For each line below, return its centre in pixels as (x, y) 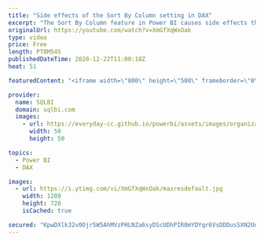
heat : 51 (22, 67)
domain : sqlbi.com (46, 110)
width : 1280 (42, 196)
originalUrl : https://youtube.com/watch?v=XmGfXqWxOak (100, 30)
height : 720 (42, 204)
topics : (21, 153)
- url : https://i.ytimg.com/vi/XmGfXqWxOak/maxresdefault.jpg (119, 189)
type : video (27, 37)
